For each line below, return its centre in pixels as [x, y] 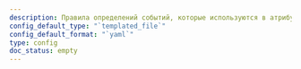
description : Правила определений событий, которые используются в [138, 17]
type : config [34, 43]
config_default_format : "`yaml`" [72, 34]
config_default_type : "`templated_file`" [88, 26]
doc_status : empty [43, 51]
